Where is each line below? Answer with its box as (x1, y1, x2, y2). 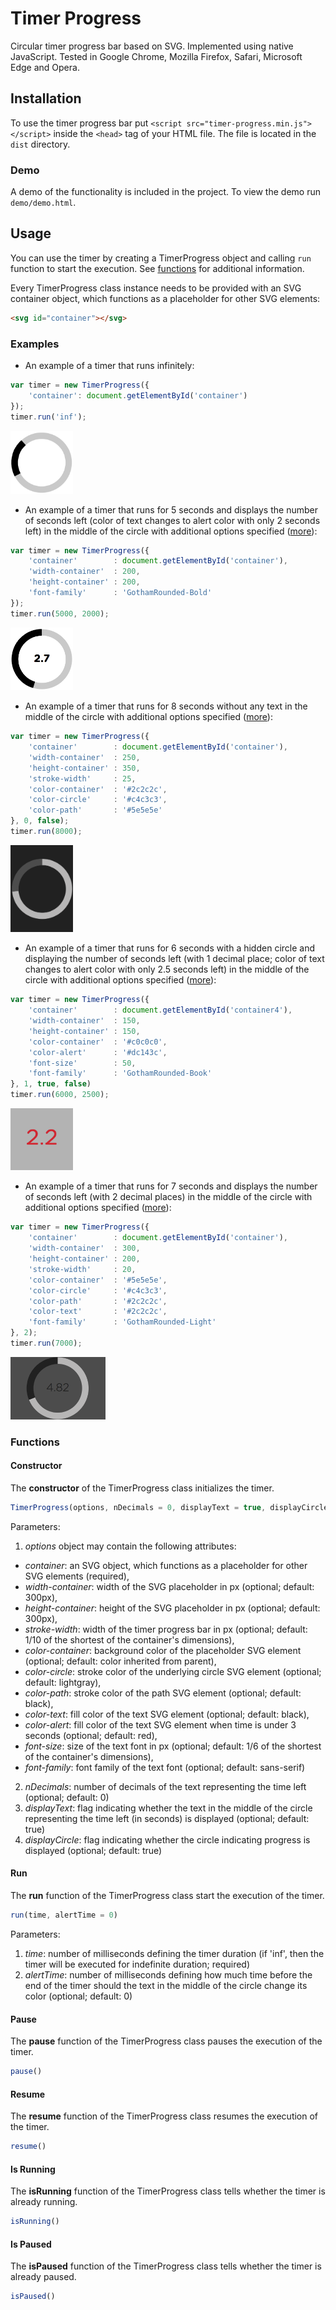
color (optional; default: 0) (24, 1990, 133, 2002)
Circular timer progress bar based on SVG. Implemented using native (10, 40, 294, 52)
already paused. (10, 2271, 77, 2283)
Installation (10, 90, 82, 107)
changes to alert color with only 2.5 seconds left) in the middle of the (24, 963, 310, 976)
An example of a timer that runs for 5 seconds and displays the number (24, 503, 318, 516)
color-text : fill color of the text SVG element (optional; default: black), (24, 1708, 310, 1720)
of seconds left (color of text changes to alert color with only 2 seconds (24, 514, 321, 526)
